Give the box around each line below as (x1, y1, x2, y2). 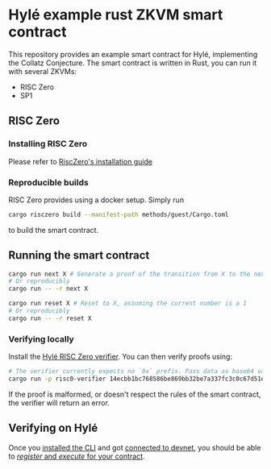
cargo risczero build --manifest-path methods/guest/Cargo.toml (8, 210, 229, 218)
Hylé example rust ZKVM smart (8, 6, 223, 24)
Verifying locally (8, 333, 74, 344)
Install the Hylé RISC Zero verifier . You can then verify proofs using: (8, 352, 232, 362)
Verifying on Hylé (8, 421, 98, 435)
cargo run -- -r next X (8, 284, 89, 293)
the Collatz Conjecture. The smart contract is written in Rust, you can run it (8, 58, 257, 68)
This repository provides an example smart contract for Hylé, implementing (8, 49, 258, 59)
